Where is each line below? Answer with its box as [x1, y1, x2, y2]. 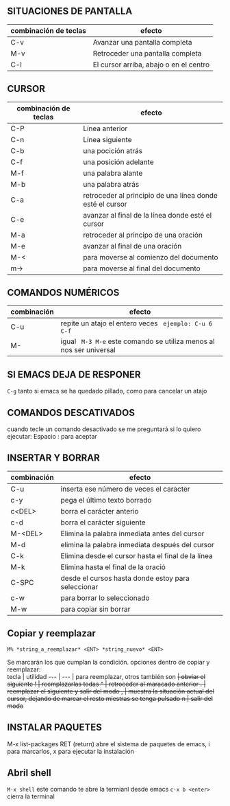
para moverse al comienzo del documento [83, 252, 218, 262]
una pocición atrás [83, 146, 143, 155]
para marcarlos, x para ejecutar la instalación [7, 747, 135, 755]
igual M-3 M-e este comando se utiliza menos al [60, 336, 215, 346]
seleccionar [60, 582, 99, 591]
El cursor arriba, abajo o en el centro [92, 60, 210, 69]
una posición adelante [83, 157, 154, 167]
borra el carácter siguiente [60, 518, 146, 527]
